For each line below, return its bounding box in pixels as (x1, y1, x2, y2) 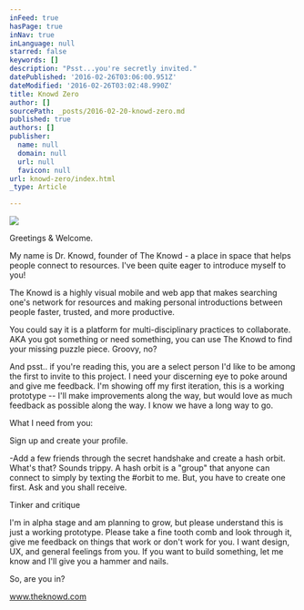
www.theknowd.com (9, 591, 86, 602)
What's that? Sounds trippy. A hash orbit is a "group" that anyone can (9, 463, 270, 473)
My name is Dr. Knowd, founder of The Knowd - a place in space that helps (9, 250, 291, 261)
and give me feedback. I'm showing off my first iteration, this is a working (9, 381, 285, 391)
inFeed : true (9, 13, 59, 23)
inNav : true (9, 30, 55, 39)
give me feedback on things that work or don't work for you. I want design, (9, 536, 289, 547)
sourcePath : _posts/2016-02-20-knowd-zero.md (9, 107, 185, 116)
